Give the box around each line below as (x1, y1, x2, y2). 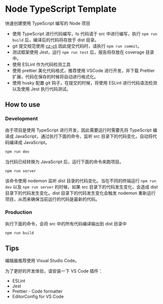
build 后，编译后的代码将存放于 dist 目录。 (12, 37, 99, 43)
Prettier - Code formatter (12, 288, 63, 294)
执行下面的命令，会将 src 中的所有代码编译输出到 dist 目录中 (5, 221, 127, 226)
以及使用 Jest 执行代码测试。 (12, 86, 71, 92)
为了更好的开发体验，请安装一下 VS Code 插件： (5, 268, 103, 274)
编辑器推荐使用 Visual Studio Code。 (5, 258, 80, 264)
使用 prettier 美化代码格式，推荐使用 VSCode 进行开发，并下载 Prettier (12, 67, 155, 73)
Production (5, 209, 32, 216)
